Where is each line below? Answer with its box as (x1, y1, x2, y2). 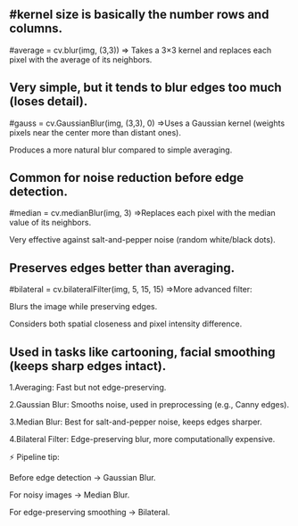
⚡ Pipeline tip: (9, 452, 60, 463)
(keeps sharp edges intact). (9, 358, 167, 374)
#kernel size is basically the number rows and (9, 7, 269, 22)
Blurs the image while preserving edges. (9, 301, 158, 312)
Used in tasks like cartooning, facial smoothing (9, 344, 276, 359)
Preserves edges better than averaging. (9, 260, 236, 275)
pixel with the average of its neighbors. (9, 53, 153, 65)
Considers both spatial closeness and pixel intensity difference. (9, 318, 243, 329)
